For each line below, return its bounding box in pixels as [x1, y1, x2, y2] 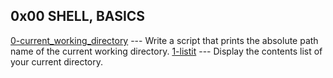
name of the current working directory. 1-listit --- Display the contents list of [10, 45, 323, 57]
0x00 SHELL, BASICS [10, 8, 146, 25]
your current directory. [10, 55, 104, 68]
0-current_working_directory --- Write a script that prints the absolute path [10, 34, 319, 46]
